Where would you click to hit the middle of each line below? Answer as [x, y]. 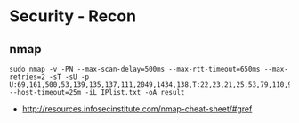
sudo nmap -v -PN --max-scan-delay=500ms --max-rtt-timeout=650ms [135, 69]
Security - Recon [73, 16]
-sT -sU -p [69, 77]
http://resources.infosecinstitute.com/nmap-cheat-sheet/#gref [137, 109]
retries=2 [28, 77]
